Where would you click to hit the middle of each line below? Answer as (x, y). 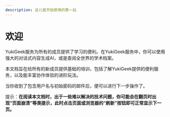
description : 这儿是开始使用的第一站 (41, 10)
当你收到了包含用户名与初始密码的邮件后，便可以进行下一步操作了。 (76, 86)
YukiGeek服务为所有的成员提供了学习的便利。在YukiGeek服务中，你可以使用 (85, 52)
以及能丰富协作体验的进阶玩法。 (47, 75)
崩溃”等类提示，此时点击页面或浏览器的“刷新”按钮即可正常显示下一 (91, 103)
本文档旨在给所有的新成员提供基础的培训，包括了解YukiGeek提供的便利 (80, 68)
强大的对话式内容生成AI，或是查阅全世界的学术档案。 (61, 58)
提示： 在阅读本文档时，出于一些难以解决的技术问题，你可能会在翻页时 (79, 96)
